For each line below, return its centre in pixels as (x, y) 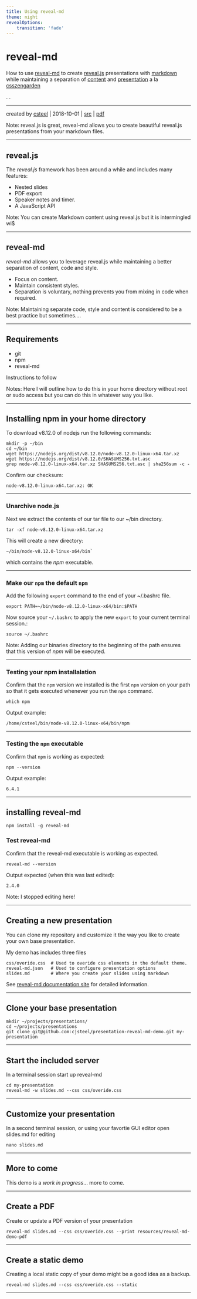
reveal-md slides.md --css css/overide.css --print (70, 1232)
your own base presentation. (41, 941)
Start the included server (53, 1060)
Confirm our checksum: (35, 475)
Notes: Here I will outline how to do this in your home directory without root (97, 388)
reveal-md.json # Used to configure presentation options (81, 968)
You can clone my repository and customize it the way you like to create (93, 935)
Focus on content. (36, 279)
